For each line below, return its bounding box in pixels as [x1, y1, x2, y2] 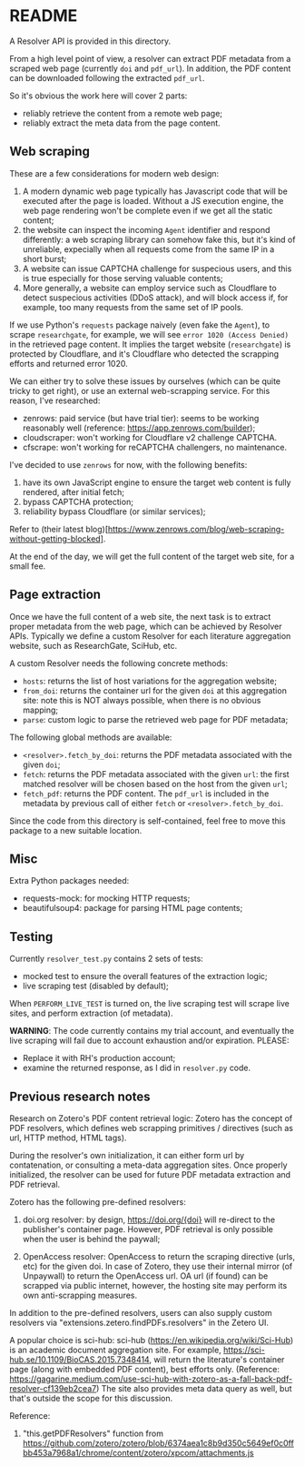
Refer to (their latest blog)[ [9, 523, 109, 534]
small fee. [9, 561, 46, 572]
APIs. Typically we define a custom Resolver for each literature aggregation [9, 630, 291, 642]
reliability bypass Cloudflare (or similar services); [22, 506, 206, 517]
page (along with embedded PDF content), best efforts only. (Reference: [9, 1364, 280, 1374]
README [9, 5, 78, 26]
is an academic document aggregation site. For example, [9, 1344, 222, 1355]
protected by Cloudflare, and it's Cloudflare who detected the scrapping [9, 348, 280, 359]
